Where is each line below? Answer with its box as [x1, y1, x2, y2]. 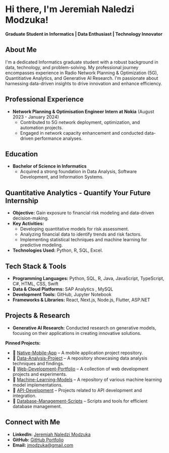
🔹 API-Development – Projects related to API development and [12, 387, 142, 393]
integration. [12, 392, 37, 399]
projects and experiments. [12, 371, 67, 377]
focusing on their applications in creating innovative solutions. [12, 330, 142, 336]
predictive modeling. [20, 242, 63, 248]
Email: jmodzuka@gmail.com [12, 442, 74, 448]
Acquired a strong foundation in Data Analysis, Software [20, 168, 137, 175]
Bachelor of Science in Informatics [12, 163, 87, 169]
